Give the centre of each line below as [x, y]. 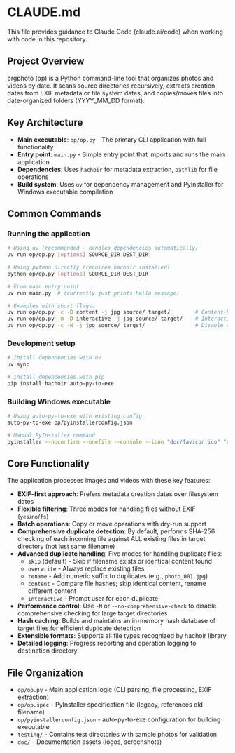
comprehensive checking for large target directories [92, 613]
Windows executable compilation [65, 192]
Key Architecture [45, 122]
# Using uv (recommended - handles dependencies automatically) [103, 248]
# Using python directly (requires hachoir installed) [89, 267]
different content [52, 591]
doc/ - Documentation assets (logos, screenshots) [90, 742]
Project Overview [46, 61]
